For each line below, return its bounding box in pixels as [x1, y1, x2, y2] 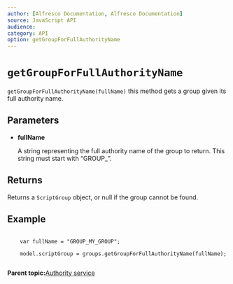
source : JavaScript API [7, 17, 77, 24]
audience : [7, 23, 36, 30]
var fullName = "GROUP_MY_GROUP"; [20, 238, 120, 245]
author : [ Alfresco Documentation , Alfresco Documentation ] [7, 10, 183, 17]
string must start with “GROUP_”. [17, 154, 112, 162]
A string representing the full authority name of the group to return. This [17, 146, 225, 155]
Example [7, 213, 46, 225]
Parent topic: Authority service [7, 269, 96, 277]
